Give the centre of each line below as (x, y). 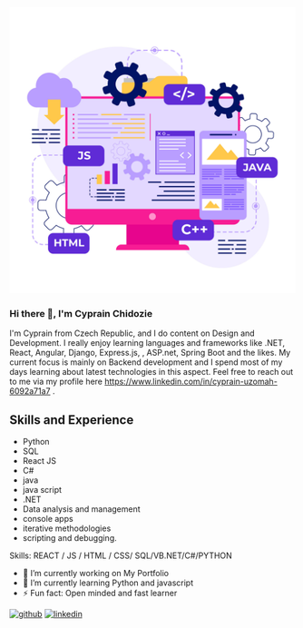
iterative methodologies (67, 528)
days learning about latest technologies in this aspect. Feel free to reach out (151, 372)
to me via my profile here (56, 382)
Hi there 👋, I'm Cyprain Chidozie (81, 313)
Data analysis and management (81, 509)
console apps (48, 519)
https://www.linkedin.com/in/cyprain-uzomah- (191, 382)
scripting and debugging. (70, 538)
